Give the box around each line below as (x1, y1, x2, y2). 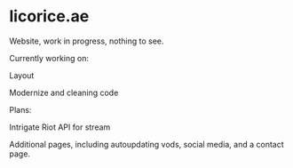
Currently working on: (9, 52, 89, 63)
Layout (9, 69, 35, 81)
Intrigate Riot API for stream (9, 122, 111, 132)
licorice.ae (9, 6, 90, 27)
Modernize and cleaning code (9, 87, 119, 98)
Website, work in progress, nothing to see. (9, 36, 164, 46)
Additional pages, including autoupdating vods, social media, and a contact (9, 139, 284, 149)
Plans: (9, 104, 32, 115)
